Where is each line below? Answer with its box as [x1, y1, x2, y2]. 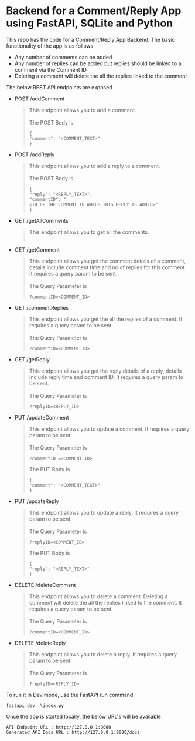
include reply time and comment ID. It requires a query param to [29, 373, 183, 380]
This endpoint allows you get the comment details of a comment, [29, 257, 186, 264]
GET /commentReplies [14, 304, 69, 311]
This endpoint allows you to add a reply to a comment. [29, 162, 160, 169]
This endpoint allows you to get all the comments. [29, 228, 149, 236]
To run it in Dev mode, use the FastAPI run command [6, 691, 134, 698]
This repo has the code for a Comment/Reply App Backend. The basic [6, 36, 175, 43]
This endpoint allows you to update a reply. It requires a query [29, 509, 179, 516]
